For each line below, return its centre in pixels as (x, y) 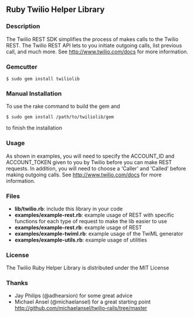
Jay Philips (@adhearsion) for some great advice (74, 296)
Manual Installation (34, 93)
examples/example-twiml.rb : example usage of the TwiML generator (99, 233)
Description (23, 26)
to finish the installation (34, 128)
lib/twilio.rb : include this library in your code (69, 209)
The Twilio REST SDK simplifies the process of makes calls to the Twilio (92, 39)
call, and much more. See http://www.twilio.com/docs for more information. (97, 52)
